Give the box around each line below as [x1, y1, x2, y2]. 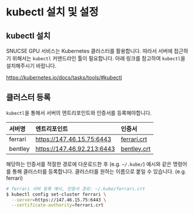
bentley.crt [121, 144, 151, 153]
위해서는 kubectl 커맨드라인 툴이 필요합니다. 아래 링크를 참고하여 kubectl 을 [12, 55, 186, 62]
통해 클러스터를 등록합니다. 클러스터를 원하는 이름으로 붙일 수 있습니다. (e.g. [12, 167, 186, 175]
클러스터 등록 [6, 93, 51, 103]
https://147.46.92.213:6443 [35, 144, 116, 153]
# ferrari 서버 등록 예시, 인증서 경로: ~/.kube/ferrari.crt [6, 186, 146, 192]
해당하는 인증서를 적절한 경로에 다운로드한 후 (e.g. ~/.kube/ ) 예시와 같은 [6, 160, 172, 167]
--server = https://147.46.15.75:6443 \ [11, 197, 107, 203]
